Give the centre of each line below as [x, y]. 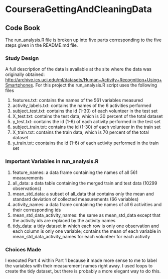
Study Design [22, 58]
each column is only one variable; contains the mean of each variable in [87, 231]
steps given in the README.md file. [42, 45]
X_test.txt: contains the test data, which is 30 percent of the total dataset [88, 116]
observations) [27, 188]
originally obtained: [25, 74]
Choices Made [23, 249]
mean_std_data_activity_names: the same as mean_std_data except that [86, 215]
